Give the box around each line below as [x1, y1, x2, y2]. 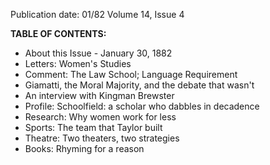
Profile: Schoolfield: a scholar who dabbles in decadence [24, 100, 260, 112]
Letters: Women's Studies [24, 58, 132, 69]
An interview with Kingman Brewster [24, 90, 175, 101]
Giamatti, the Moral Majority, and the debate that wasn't [24, 79, 255, 91]
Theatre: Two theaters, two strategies [24, 132, 180, 144]
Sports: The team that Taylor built [24, 122, 163, 133]
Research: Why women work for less [24, 111, 177, 123]
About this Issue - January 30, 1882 [24, 47, 173, 59]
